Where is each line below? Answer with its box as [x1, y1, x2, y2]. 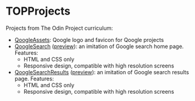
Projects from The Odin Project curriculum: [5, 24, 114, 32]
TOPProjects [5, 4, 71, 18]
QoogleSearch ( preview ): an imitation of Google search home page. [14, 43, 184, 50]
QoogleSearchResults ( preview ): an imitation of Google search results [14, 68, 190, 75]
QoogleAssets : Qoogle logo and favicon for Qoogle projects [14, 36, 165, 43]
